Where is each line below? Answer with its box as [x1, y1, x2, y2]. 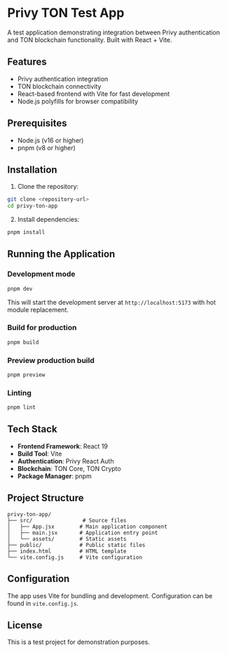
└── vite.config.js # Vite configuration [7, 553, 142, 561]
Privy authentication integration [17, 74, 109, 83]
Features [7, 56, 47, 68]
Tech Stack [7, 423, 57, 435]
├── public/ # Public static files [7, 541, 146, 548]
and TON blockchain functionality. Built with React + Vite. [7, 35, 172, 44]
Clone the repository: [17, 183, 79, 191]
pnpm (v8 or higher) [17, 143, 76, 152]
